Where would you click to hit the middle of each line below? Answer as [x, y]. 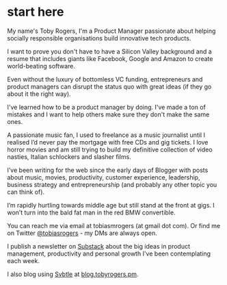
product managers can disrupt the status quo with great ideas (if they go [109, 86]
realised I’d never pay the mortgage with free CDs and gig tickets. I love [108, 142]
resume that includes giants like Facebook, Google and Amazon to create [110, 58]
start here [36, 12]
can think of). [26, 192]
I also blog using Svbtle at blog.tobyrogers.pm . [73, 274]
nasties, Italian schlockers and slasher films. [69, 157]
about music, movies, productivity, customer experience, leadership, [104, 177]
